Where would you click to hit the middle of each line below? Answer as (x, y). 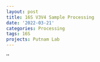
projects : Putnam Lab (33, 39)
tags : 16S (18, 34)
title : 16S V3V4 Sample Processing (50, 17)
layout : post (22, 12)
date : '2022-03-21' (30, 23)
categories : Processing (36, 28)
